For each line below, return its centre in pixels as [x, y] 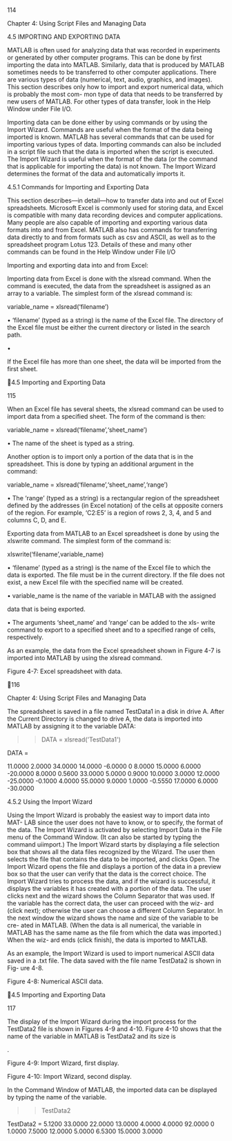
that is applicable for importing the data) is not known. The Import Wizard [112, 166]
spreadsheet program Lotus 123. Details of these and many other [99, 244]
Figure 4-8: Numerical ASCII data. [55, 981]
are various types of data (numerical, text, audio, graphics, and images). [110, 79]
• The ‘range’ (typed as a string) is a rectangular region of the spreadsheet [113, 498]
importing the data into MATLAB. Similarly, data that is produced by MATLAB [116, 65]
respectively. [25, 637]
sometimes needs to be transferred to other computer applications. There [112, 72]
